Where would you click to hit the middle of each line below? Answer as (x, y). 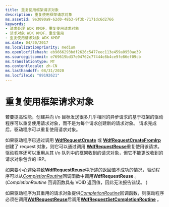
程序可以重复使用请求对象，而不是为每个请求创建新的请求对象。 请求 (76, 123)
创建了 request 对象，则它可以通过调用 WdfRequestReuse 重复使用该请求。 (84, 146)
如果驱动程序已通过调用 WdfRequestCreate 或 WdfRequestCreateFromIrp (83, 140)
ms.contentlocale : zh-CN (31, 66)
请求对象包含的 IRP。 (27, 159)
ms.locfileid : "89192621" (32, 76)
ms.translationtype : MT (30, 61)
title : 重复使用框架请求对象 (32, 10)
